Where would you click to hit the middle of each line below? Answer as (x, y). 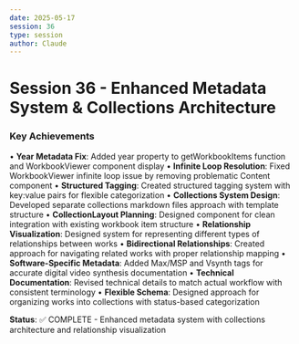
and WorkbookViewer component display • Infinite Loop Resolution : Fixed (150, 166)
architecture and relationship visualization (88, 329)
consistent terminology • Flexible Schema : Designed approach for (134, 292)
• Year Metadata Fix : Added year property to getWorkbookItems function (148, 156)
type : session (36, 35)
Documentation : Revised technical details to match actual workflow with (146, 282)
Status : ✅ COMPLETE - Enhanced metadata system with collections (138, 319)
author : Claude (38, 43)
